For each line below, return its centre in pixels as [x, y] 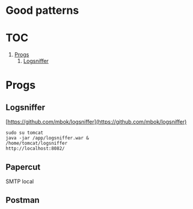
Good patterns [42, 11]
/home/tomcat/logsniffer [37, 144]
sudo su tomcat [25, 133]
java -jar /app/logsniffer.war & [47, 138]
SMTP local [20, 181]
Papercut [23, 167]
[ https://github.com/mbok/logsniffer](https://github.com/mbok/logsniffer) [96, 122]
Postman [23, 200]
